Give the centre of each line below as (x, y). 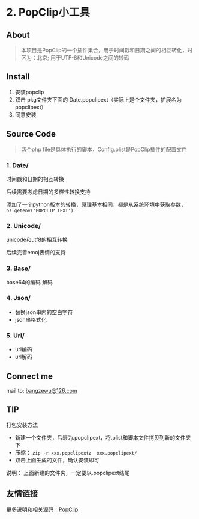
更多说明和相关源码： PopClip (42, 509)
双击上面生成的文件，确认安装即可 (57, 460)
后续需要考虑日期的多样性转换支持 (48, 192)
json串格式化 (31, 319)
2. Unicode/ (23, 226)
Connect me (29, 376)
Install (18, 77)
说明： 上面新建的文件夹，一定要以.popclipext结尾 (68, 473)
